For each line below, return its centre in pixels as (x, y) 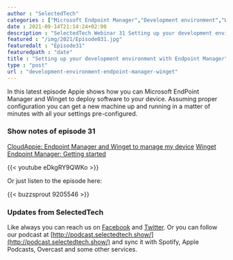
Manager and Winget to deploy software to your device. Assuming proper (112, 98)
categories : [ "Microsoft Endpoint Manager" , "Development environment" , (114, 20)
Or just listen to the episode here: (55, 180)
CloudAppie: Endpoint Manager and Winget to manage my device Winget (112, 146)
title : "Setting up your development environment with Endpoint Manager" (118, 59)
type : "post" (28, 65)
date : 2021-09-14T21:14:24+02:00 (57, 26)
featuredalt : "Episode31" (46, 46)
